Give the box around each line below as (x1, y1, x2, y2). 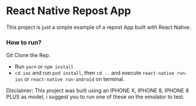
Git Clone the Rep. (6, 52, 51, 59)
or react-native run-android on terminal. (24, 75, 125, 83)
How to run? (6, 38, 42, 47)
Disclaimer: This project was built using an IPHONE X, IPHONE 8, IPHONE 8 (6, 87, 189, 94)
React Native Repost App (6, 4, 131, 18)
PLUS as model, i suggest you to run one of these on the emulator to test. (6, 93, 185, 101)
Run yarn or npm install (14, 63, 74, 70)
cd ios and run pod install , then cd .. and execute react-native (14, 69, 175, 77)
